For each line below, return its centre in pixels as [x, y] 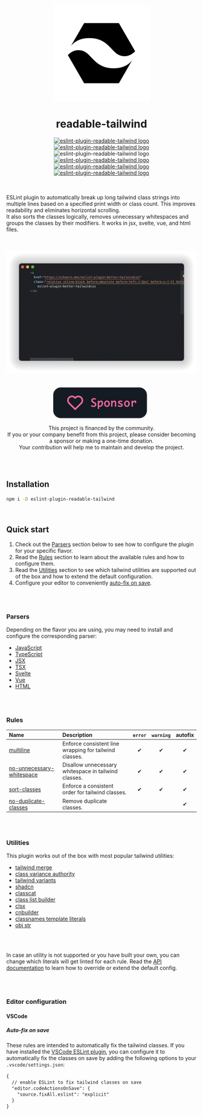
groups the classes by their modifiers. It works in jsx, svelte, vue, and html [98, 223]
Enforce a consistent [88, 786]
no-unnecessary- [31, 768]
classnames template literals [50, 919]
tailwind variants [35, 881]
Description [77, 734]
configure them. [35, 564]
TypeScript [29, 654]
